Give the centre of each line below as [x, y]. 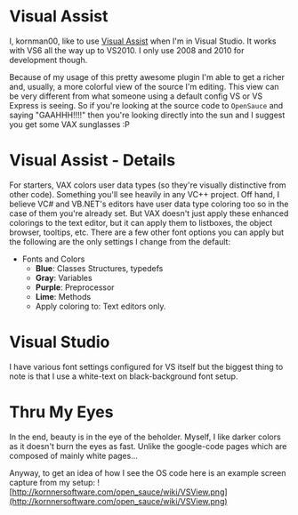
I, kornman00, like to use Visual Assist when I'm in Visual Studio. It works [143, 41]
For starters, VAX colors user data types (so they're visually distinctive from [148, 185]
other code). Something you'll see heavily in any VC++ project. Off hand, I [145, 194]
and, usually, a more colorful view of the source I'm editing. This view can [144, 86]
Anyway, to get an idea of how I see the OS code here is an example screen [148, 472]
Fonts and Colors [53, 259]
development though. [48, 60]
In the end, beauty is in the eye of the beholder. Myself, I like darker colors [145, 437]
